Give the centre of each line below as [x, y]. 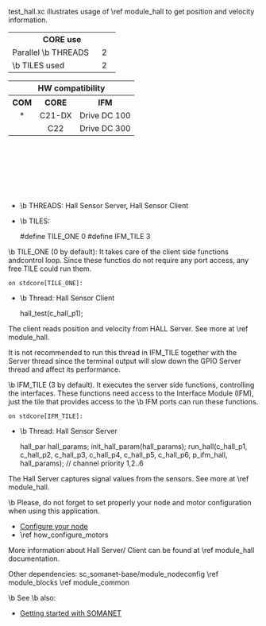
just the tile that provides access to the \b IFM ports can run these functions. [133, 402]
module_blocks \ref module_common [69, 582]
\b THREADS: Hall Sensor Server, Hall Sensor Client [104, 205]
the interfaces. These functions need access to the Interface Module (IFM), [131, 393]
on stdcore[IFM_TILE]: [46, 416]
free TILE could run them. [50, 269]
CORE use [62, 39]
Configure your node [54, 526]
